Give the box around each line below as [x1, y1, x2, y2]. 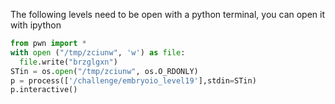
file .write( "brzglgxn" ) [19, 57, 118, 67]
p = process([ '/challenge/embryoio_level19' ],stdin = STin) [10, 75, 257, 86]
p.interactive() [10, 85, 78, 95]
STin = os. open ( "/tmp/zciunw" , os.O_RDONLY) [10, 66, 199, 76]
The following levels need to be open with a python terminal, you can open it [10, 9, 326, 20]
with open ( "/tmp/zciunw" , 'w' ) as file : [10, 47, 186, 58]
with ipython [10, 19, 62, 31]
